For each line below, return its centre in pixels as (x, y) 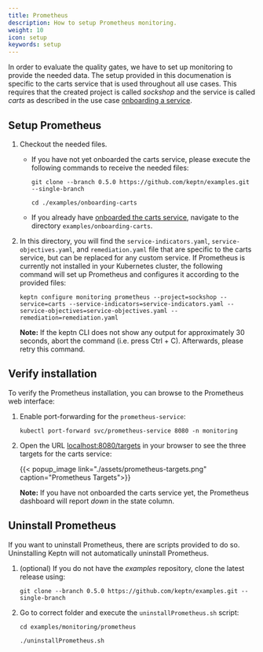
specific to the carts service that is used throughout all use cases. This (122, 84)
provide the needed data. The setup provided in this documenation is (120, 76)
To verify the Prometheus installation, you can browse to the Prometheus (126, 392)
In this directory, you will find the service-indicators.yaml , (115, 241)
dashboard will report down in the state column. (97, 501)
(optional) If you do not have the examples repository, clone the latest (132, 568)
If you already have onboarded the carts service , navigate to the (135, 217)
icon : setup (27, 37)
